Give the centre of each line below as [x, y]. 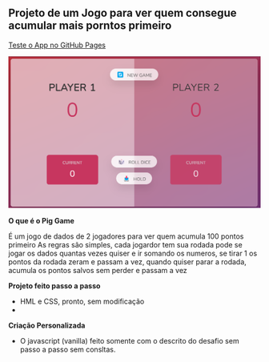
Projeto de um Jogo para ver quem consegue [122, 13]
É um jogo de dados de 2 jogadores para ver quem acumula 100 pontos [126, 236]
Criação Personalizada [47, 326]
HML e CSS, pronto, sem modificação [82, 302]
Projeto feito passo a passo [54, 286]
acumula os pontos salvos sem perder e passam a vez [98, 271]
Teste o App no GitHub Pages [57, 45]
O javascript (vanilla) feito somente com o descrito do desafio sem [129, 341]
